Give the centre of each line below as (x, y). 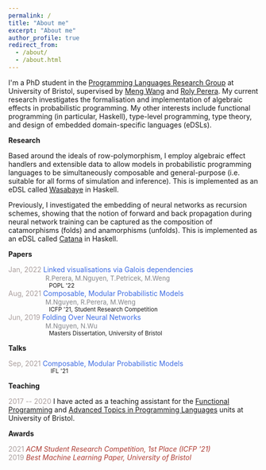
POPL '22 (62, 285)
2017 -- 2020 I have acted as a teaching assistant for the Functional (119, 401)
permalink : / (30, 16)
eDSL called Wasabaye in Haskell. (64, 189)
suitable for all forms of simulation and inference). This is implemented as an (133, 181)
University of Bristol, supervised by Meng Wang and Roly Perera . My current (133, 91)
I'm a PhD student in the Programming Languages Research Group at (121, 82)
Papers (20, 254)
